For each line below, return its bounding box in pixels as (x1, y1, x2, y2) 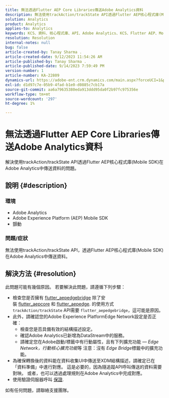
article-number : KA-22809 (5, 73, 59, 78)
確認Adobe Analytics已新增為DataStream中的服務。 (20, 332, 127, 338)
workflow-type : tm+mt (5, 92, 51, 97)
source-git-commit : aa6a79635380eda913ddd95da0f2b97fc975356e (5, 87, 138, 92)
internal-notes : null (5, 40, 51, 45)
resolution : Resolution (5, 36, 55, 41)
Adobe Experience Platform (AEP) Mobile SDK (12, 215, 108, 221)
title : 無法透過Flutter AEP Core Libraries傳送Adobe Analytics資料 (5, 7, 143, 13)
